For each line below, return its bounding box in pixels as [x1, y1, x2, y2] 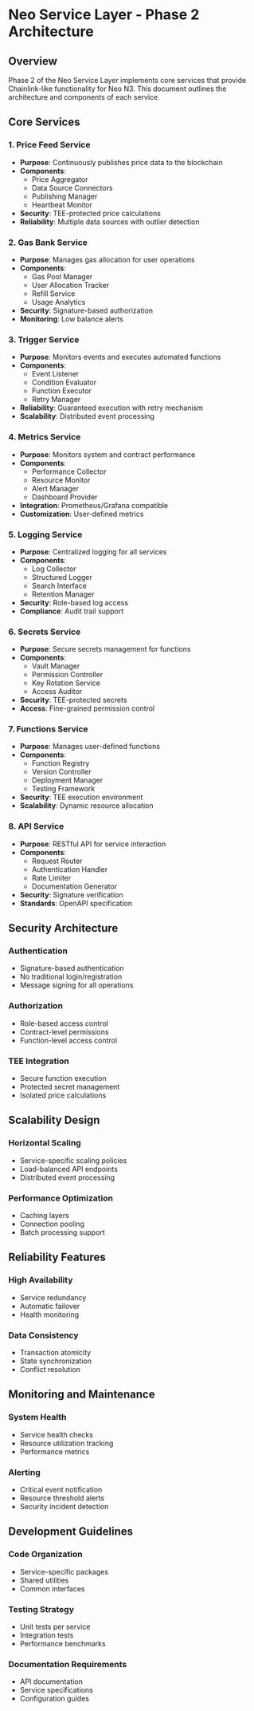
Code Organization [8, 1549, 83, 1560]
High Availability [8, 1275, 73, 1286]
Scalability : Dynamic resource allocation [19, 801, 154, 810]
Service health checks [19, 1429, 94, 1439]
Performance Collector [31, 467, 107, 476]
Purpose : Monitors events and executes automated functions [19, 353, 221, 362]
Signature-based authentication [19, 964, 125, 973]
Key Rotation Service [31, 678, 101, 688]
